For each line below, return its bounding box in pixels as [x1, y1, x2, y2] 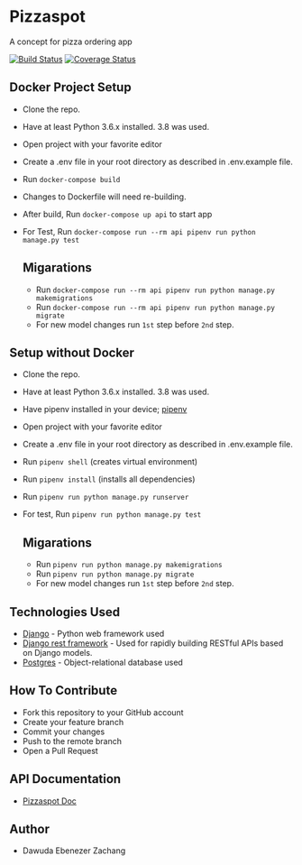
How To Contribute [9, 683, 118, 698]
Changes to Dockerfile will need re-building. [22, 191, 187, 202]
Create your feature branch [22, 716, 124, 727]
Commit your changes [22, 726, 105, 737]
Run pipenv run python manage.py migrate [35, 568, 195, 579]
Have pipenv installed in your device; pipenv [22, 404, 188, 415]
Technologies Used [9, 604, 120, 620]
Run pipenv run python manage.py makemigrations [35, 559, 223, 570]
